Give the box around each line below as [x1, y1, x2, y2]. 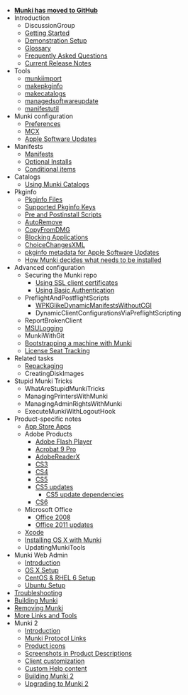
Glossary [24, 44, 51, 52]
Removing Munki [13, 604, 64, 612]
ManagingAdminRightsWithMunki [24, 399, 123, 408]
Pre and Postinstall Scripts [24, 210, 102, 219]
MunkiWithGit [24, 331, 65, 340]
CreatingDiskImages [24, 370, 84, 377]
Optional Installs [24, 157, 72, 166]
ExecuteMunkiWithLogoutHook [24, 407, 116, 415]
